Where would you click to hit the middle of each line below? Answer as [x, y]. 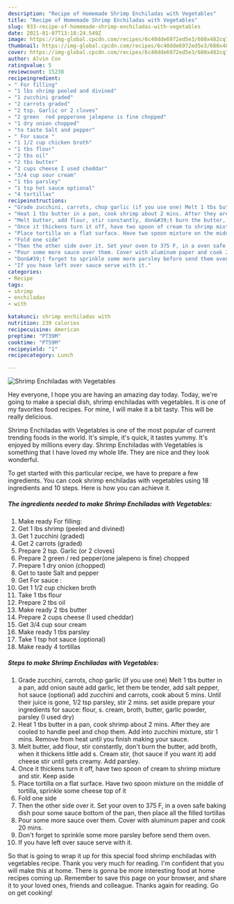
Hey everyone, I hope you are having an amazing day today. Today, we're [113, 395]
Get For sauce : [40, 580]
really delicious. [30, 417]
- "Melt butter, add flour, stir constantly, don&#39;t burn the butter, [117, 220]
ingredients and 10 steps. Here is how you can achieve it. [89, 488]
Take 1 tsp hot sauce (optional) [62, 639]
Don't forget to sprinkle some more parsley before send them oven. [114, 835]
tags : [16, 285]
